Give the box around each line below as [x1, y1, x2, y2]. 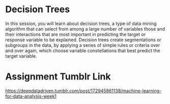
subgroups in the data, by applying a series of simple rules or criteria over [5, 42, 160, 48]
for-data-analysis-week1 [5, 93, 57, 99]
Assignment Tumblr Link [5, 71, 111, 83]
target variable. [5, 53, 37, 59]
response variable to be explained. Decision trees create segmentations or [5, 37, 161, 43]
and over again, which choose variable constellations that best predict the [5, 47, 160, 54]
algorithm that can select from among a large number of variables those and [5, 25, 165, 32]
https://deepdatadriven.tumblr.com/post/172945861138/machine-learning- [5, 88, 162, 94]
